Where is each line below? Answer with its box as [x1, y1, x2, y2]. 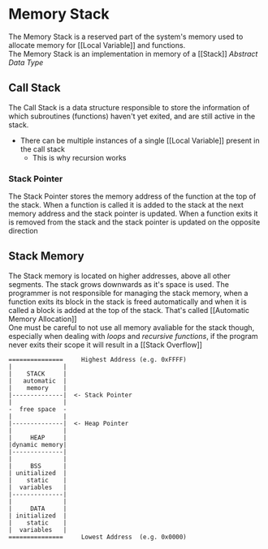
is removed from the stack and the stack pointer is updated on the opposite [8, 217, 261, 227]
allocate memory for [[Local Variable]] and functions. [8, 40, 186, 49]
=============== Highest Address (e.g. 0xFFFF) [8, 355, 187, 363]
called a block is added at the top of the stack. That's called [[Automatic [8, 305, 250, 315]
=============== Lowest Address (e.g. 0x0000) [8, 533, 187, 541]
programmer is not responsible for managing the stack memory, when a [8, 288, 249, 298]
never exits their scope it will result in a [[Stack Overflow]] [8, 340, 203, 350]
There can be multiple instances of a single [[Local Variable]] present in [19, 135, 260, 145]
